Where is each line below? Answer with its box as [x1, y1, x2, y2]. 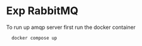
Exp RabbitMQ [6, 4, 79, 18]
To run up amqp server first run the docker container [6, 24, 136, 31]
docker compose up [11, 35, 58, 41]
